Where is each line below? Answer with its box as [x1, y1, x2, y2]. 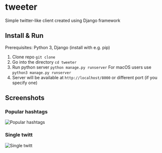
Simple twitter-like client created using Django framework [5, 17, 121, 23]
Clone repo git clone [12, 54, 55, 60]
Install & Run [5, 32, 44, 40]
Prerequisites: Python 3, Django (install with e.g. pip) [5, 44, 110, 50]
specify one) [12, 80, 38, 85]
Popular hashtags [5, 108, 48, 115]
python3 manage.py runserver [12, 70, 72, 75]
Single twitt [5, 132, 33, 138]
